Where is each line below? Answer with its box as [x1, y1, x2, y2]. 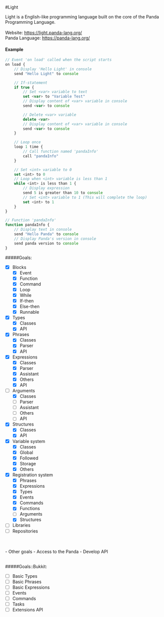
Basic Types [12, 573, 38, 579]
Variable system [12, 438, 46, 444]
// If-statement [14, 80, 48, 85]
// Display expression [23, 186, 70, 191]
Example [5, 46, 24, 52]
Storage [19, 460, 36, 466]
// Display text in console [14, 227, 72, 232]
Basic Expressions [12, 584, 50, 590]
